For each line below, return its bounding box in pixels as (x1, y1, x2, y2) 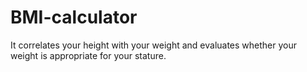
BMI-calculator (10, 6, 138, 29)
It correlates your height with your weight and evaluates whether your (10, 39, 298, 51)
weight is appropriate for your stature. (10, 49, 167, 61)
